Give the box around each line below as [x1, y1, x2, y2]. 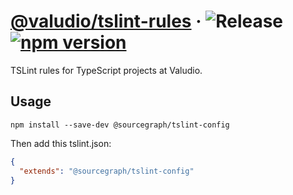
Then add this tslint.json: [10, 137, 112, 149]
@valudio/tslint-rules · [10, 10, 202, 33]
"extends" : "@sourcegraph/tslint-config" [19, 166, 195, 176]
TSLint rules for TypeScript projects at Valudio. [10, 64, 203, 76]
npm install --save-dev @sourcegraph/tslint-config [10, 120, 230, 130]
